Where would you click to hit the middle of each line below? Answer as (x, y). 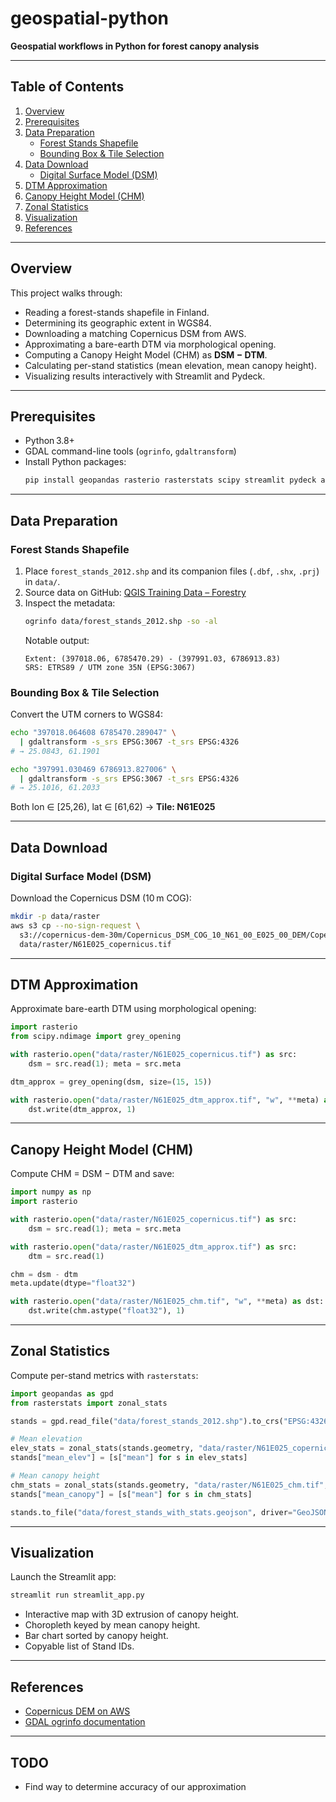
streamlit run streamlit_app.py (77, 1595)
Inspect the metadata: (70, 603)
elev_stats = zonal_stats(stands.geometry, (102, 1448)
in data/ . (42, 581)
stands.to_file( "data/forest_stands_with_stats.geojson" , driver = (151, 1512)
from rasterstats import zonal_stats (89, 1403)
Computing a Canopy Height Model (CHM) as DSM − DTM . (146, 354)
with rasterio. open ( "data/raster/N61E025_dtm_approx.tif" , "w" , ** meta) (165, 1100)
